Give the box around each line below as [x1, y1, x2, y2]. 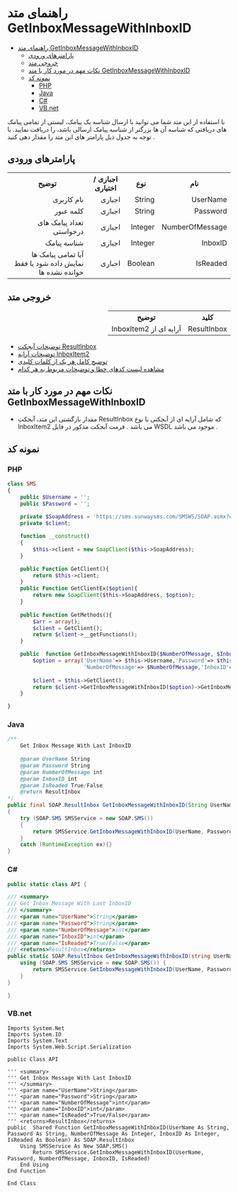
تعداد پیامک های [38, 218, 84, 228]
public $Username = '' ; [20, 493, 91, 500]
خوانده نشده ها [38, 267, 84, 277]
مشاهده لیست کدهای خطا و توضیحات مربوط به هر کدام [17, 364, 165, 373]
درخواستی [52, 226, 84, 236]
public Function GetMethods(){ [20, 611, 113, 618]
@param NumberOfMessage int [20, 768, 103, 775]
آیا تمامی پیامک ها [31, 250, 84, 259]
